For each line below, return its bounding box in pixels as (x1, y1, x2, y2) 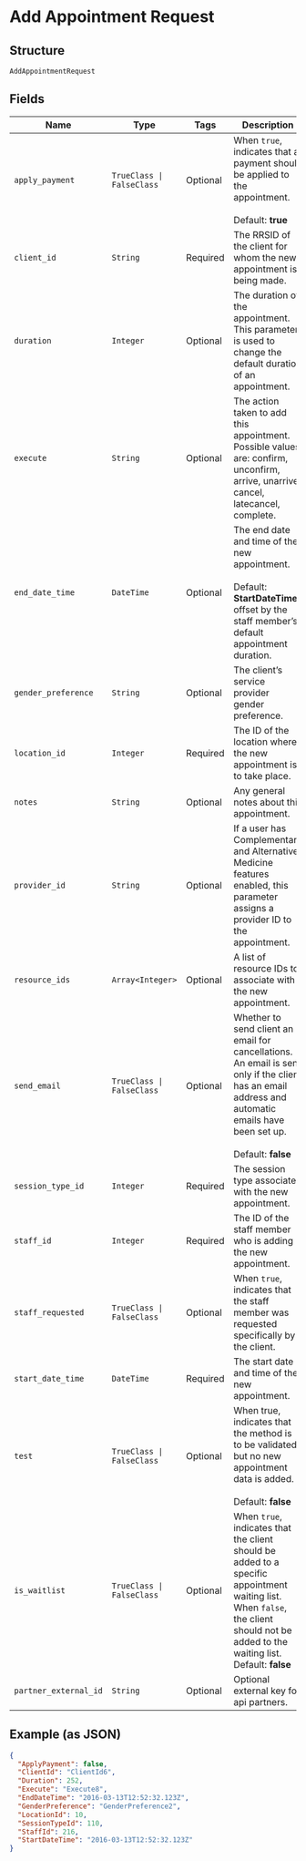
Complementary (233, 833, 303, 846)
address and (233, 1091, 287, 1104)
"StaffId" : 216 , (17, 1827, 79, 1836)
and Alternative (233, 845, 299, 858)
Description (241, 118, 294, 131)
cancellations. (233, 1045, 293, 1058)
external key (233, 1684, 287, 1697)
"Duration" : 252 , (17, 1776, 84, 1785)
